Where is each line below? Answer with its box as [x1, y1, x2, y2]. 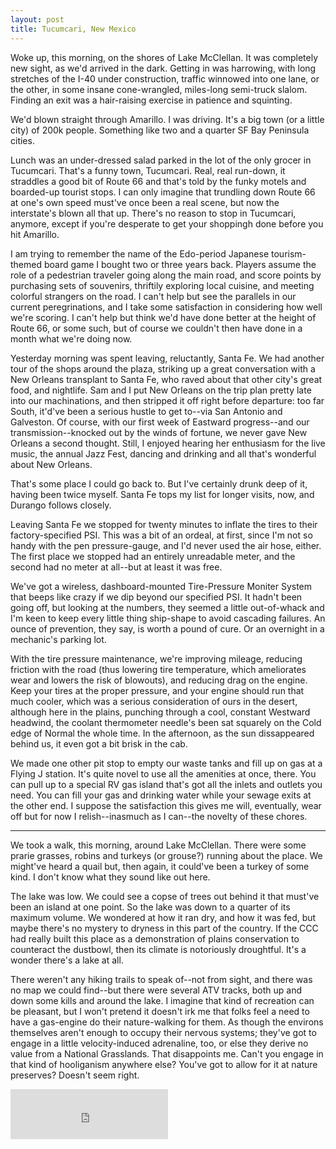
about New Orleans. [10, 458, 93, 470]
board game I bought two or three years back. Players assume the [43, 258, 317, 270]
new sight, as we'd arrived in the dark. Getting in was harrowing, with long [10, 62, 317, 74]
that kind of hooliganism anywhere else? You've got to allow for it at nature [10, 1058, 318, 1070]
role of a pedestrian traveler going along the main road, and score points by [10, 269, 322, 281]
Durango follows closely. [10, 499, 112, 511]
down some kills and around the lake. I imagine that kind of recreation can [10, 994, 315, 1006]
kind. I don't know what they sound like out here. [10, 871, 211, 883]
